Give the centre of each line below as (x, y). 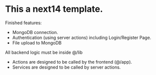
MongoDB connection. (35, 32)
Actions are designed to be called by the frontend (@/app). (72, 62)
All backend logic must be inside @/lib (44, 52)
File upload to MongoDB (37, 42)
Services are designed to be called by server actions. (66, 67)
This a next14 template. (54, 9)
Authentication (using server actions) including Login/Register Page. (82, 37)
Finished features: (23, 23)
